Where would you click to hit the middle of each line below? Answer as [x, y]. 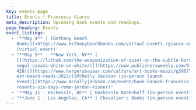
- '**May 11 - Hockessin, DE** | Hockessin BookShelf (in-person [92, 93]
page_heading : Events [32, 28]
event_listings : [26, 33]
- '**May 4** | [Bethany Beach [49, 38]
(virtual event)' [38, 49]
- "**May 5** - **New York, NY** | [55, 55]
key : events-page [27, 11]
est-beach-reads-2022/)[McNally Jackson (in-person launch [90, 76]
